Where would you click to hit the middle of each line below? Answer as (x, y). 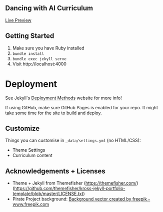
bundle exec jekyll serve (39, 59)
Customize (22, 128)
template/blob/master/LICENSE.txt (48, 194)
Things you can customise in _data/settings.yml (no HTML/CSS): (73, 140)
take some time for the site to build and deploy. (53, 113)
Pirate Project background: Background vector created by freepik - (81, 199)
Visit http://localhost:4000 (39, 64)
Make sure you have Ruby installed (48, 48)
